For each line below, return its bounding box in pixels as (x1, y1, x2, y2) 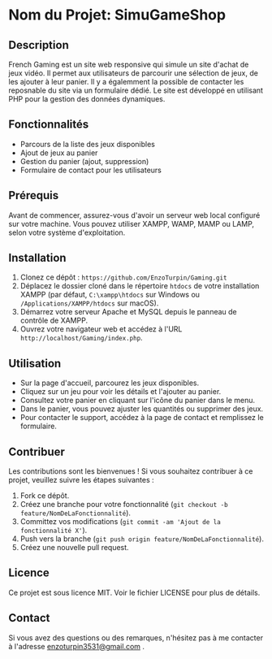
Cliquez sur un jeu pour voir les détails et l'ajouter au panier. (19, 387, 222, 397)
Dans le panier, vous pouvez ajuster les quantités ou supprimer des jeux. (19, 404, 264, 414)
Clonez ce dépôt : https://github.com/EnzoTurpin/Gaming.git (19, 272, 227, 282)
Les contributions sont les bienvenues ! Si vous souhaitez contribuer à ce (8, 466, 253, 476)
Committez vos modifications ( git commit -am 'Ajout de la (19, 517, 221, 527)
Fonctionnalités (8, 118, 89, 132)
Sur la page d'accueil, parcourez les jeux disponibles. (19, 378, 200, 388)
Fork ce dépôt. (19, 491, 70, 501)
